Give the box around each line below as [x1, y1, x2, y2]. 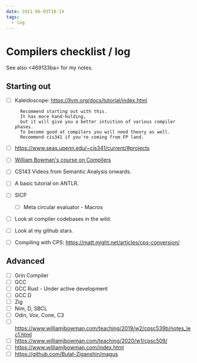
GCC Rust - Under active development [14, 285, 108, 292]
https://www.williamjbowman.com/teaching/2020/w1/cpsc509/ [14, 337, 168, 344]
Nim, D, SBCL [14, 305, 48, 312]
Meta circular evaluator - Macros [23, 203, 103, 210]
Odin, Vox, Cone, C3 [14, 311, 65, 318]
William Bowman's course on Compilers [14, 156, 111, 163]
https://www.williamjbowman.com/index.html [14, 344, 124, 351]
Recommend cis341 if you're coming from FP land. [20, 135, 144, 140]
